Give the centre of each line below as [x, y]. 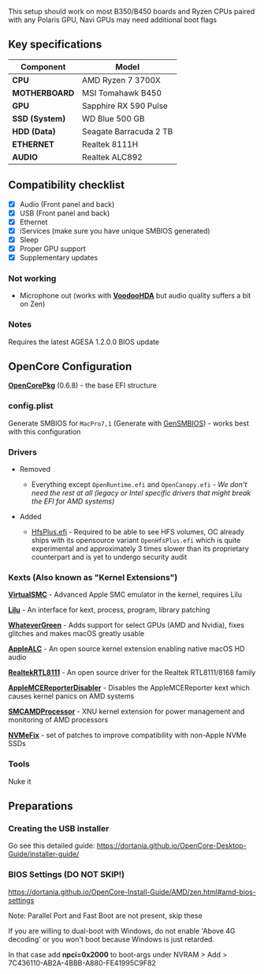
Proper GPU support [53, 249]
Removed [35, 470]
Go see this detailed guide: [52, 846]
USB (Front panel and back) [65, 213]
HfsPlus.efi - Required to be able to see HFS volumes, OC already [138, 532]
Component [43, 66]
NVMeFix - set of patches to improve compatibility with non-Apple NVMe [127, 735]
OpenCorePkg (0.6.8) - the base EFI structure [83, 385]
